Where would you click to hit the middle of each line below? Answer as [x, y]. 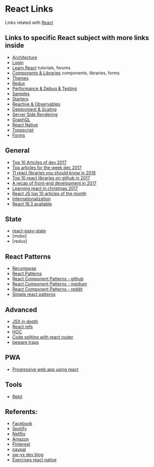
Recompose [24, 268]
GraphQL [21, 119]
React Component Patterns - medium [49, 284]
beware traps [25, 342]
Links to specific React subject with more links [77, 38]
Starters [20, 99]
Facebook [22, 424]
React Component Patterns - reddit [47, 289]
